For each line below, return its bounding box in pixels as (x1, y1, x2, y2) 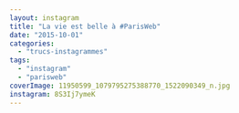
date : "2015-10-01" (9, 30, 84, 39)
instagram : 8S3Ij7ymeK (9, 89, 96, 98)
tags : (9, 56, 30, 65)
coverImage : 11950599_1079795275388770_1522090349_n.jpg (9, 81, 231, 90)
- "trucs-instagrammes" (17, 47, 108, 56)
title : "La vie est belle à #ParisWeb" (9, 22, 161, 31)
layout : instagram (9, 13, 79, 23)
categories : (9, 38, 55, 48)
